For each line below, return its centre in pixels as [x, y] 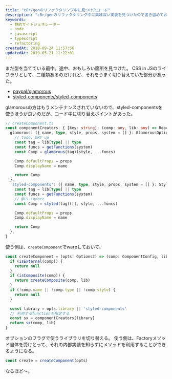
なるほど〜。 [19, 371]
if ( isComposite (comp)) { [38, 276]
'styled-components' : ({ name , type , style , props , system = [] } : [83, 185]
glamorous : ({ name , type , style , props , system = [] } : [72, 133]
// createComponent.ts [29, 123]
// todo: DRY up [32, 138]
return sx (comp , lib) [33, 323]
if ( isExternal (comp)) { [36, 261]
